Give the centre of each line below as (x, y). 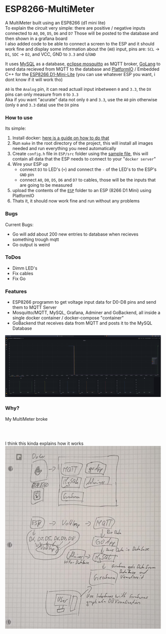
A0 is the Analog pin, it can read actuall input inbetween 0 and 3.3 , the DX (78, 89)
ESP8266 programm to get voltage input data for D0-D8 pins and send (84, 302)
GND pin (27, 175)
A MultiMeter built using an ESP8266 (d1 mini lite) (55, 23)
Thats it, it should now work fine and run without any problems (76, 201)
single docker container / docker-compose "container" (68, 318)
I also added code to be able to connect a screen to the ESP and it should (80, 43)
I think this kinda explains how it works (44, 443)
